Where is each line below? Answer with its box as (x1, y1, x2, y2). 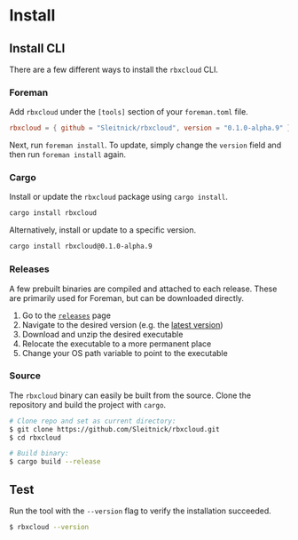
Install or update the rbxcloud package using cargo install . (9, 192, 229, 202)
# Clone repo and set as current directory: (9, 417, 176, 425)
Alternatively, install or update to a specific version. (9, 225, 197, 235)
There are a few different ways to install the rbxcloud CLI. (9, 64, 219, 75)
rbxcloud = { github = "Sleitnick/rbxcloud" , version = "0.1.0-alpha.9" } (9, 123, 292, 133)
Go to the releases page (21, 310, 111, 321)
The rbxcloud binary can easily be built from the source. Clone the (9, 390, 251, 401)
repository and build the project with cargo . (9, 399, 167, 409)
